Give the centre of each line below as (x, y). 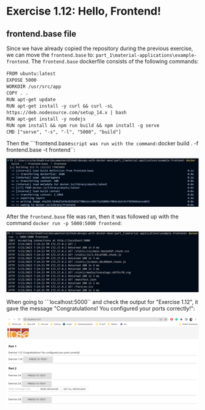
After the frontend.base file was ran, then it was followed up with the (92, 217)
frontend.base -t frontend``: (41, 150)
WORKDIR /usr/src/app (34, 87)
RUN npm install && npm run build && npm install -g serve (83, 126)
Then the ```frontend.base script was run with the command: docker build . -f (103, 143)
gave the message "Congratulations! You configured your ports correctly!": (101, 308)
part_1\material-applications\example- (146, 56)
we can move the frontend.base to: (50, 55)
